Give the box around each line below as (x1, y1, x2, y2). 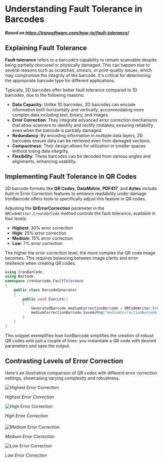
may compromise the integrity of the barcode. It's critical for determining (5, 72, 151, 78)
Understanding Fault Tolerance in (5, 3, 143, 15)
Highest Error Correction (5, 394, 54, 400)
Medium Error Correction (5, 433, 55, 439)
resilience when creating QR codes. (5, 260, 76, 266)
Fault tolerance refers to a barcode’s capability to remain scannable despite (5, 57, 157, 63)
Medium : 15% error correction (12, 235, 73, 241)
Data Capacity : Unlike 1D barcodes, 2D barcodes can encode (12, 101, 136, 107)
